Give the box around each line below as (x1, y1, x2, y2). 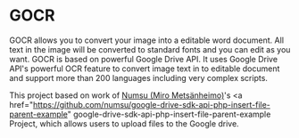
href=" (9, 99, 34, 110)
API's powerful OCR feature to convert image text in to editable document (9, 63, 280, 74)
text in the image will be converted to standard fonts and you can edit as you (9, 44, 291, 54)
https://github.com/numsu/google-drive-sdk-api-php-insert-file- (32, 99, 270, 110)
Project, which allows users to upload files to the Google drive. (9, 118, 239, 129)
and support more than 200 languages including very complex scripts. (9, 72, 268, 83)
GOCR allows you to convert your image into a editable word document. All (9, 35, 284, 45)
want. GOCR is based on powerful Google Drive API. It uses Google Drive (9, 53, 278, 64)
